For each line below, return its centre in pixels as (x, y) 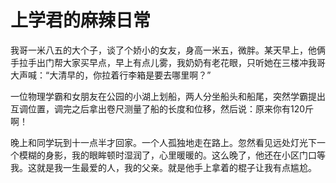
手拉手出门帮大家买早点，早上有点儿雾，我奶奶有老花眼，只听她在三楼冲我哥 (168, 62)
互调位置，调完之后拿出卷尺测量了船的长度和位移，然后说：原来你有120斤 (162, 108)
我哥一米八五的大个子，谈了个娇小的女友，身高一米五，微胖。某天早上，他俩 (168, 50)
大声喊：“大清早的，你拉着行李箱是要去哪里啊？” (111, 75)
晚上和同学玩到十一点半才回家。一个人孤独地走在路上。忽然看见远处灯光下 (163, 142)
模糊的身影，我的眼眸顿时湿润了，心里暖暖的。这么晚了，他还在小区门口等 (172, 155)
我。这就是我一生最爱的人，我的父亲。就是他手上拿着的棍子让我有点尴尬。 (163, 167)
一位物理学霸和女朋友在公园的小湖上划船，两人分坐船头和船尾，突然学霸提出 (168, 96)
